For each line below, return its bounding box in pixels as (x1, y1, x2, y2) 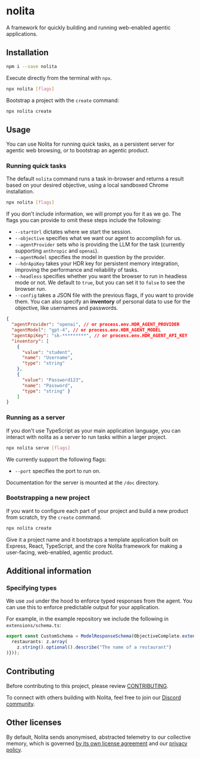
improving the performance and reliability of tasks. (14, 266, 139, 274)
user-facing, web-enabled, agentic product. (6, 548, 114, 556)
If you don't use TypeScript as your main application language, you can (6, 427, 181, 434)
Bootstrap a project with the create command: (6, 97, 120, 104)
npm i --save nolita (6, 63, 58, 69)
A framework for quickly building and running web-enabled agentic (6, 24, 171, 31)
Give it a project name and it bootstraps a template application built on (6, 536, 179, 543)
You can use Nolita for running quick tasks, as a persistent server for (6, 140, 174, 148)
